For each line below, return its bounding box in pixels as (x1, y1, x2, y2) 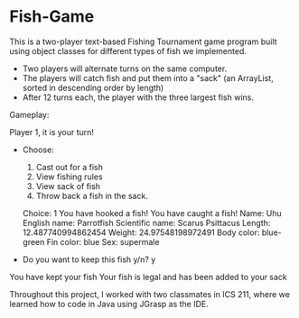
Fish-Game (9, 6, 95, 27)
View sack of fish (35, 180, 101, 191)
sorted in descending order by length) (22, 82, 164, 93)
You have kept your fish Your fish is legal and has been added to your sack (9, 271, 287, 282)
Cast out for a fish (35, 161, 104, 172)
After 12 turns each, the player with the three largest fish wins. (22, 92, 255, 103)
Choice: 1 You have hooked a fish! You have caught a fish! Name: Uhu (22, 207, 282, 218)
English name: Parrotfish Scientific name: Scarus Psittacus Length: (22, 217, 271, 228)
